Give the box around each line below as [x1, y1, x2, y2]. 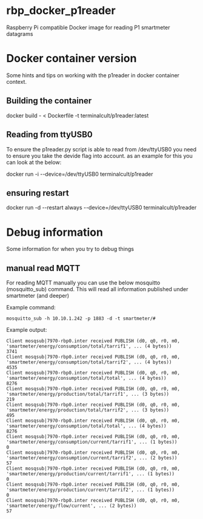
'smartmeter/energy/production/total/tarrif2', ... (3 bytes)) [6, 407, 170, 413]
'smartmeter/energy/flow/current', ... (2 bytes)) [6, 503, 137, 509]
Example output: [6, 326, 47, 334]
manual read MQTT [6, 263, 81, 273]
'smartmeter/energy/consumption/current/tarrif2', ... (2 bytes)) [6, 455, 178, 461]
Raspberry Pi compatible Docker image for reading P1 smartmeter [6, 24, 171, 31]
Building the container [6, 95, 92, 106]
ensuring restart [6, 188, 70, 198]
